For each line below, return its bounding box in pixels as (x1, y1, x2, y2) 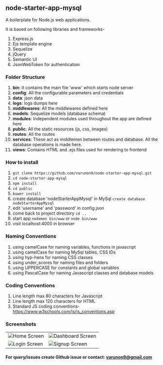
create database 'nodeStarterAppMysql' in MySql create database (12, 196, 145, 201)
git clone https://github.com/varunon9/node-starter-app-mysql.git (12, 171, 152, 176)
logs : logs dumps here (12, 100, 58, 106)
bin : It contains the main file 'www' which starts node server (12, 85, 134, 91)
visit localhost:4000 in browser (12, 221, 75, 227)
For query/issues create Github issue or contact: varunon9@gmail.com (5, 354, 152, 360)
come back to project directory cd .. (12, 210, 87, 216)
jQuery (12, 51, 26, 57)
